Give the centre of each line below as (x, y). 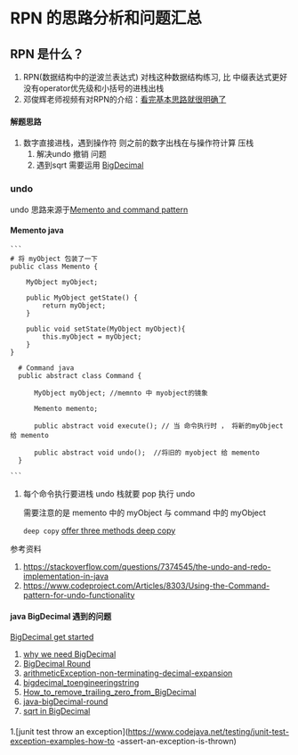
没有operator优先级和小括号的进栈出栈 (93, 88)
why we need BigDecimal (69, 654)
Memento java (37, 230)
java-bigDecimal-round (65, 702)
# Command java (46, 368)
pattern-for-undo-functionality (79, 595)
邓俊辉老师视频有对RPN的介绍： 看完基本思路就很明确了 (125, 99)
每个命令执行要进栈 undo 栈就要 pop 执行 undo (109, 493)
